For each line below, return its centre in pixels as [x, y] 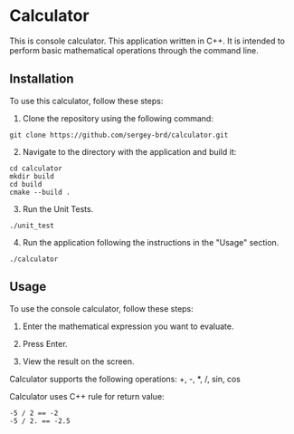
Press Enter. [45, 343]
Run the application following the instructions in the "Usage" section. [151, 242]
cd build [26, 184]
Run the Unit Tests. [58, 208]
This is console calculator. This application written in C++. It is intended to [147, 41]
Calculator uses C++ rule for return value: [87, 396]
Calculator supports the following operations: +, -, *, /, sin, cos [125, 379]
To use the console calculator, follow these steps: [102, 308]
